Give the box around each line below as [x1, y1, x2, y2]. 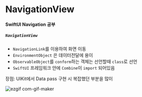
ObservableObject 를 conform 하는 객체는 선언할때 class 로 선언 [12, 58, 137, 64]
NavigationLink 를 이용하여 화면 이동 [12, 46, 86, 52]
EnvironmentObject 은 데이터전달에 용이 [12, 52, 93, 58]
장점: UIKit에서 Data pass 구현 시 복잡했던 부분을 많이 [5, 75, 113, 82]
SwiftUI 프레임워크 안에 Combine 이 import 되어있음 [12, 64, 115, 71]
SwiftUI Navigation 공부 [5, 21, 55, 27]
